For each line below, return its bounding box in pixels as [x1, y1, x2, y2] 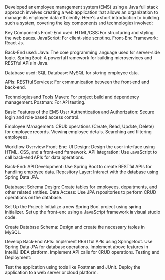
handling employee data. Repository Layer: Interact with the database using [5, 169, 159, 175]
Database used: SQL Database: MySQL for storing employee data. [5, 70, 139, 76]
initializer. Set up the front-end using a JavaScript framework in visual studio [5, 209, 161, 215]
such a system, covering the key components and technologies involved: [5, 20, 153, 26]
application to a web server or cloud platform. [5, 269, 98, 275]
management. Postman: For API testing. [5, 99, 86, 105]
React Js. [5, 40, 24, 46]
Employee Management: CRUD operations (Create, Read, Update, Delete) [5, 123, 154, 129]
